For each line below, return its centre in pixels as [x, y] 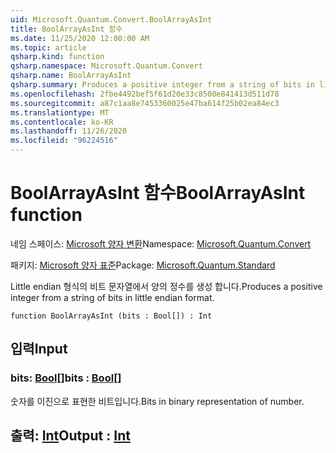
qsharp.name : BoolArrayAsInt [71, 76]
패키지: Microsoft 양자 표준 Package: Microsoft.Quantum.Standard [143, 265]
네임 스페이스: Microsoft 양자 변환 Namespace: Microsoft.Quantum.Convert [161, 243]
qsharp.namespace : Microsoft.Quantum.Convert [106, 66]
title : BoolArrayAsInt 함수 [66, 29]
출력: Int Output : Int [70, 436]
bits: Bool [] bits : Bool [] [66, 378]
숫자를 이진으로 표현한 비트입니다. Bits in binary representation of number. [157, 401]
